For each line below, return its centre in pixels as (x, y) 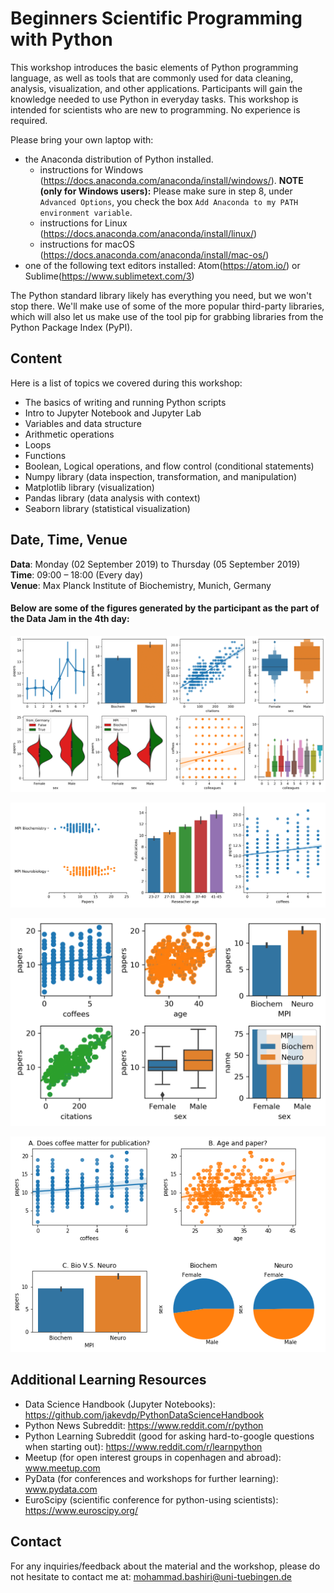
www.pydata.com (61, 1489)
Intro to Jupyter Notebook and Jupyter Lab (113, 413)
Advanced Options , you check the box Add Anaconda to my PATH (169, 201)
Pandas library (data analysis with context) (112, 498)
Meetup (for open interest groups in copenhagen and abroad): (153, 1457)
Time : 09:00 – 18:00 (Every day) (77, 574)
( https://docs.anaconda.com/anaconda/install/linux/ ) (148, 233)
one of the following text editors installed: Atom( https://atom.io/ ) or (162, 265)
